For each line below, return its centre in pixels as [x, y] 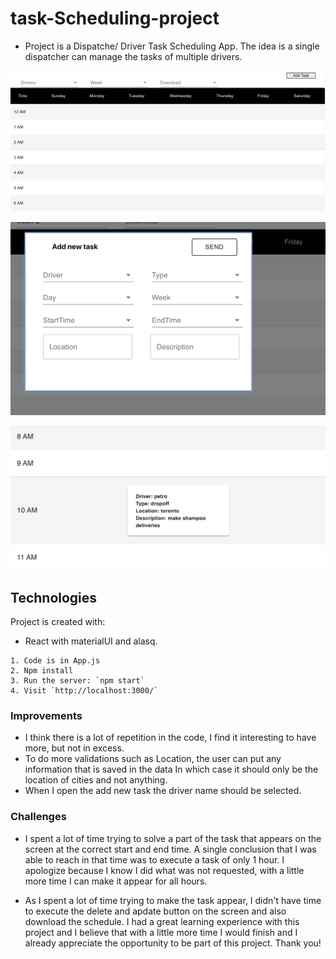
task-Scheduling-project [115, 18]
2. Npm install [42, 671]
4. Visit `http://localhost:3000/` [84, 691]
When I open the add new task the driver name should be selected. [163, 791]
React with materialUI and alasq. [91, 641]
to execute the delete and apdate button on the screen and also [155, 911]
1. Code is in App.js [55, 661]
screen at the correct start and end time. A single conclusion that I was [170, 849]
